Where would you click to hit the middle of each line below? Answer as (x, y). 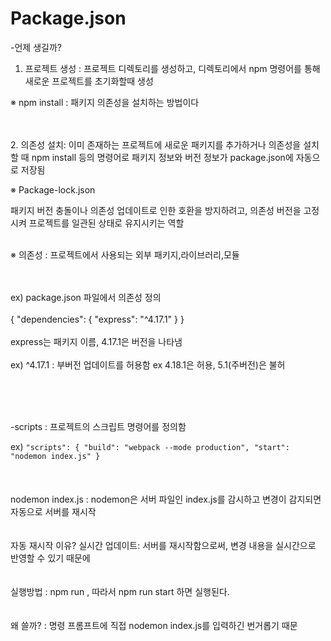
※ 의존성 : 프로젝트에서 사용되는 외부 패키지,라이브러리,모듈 (125, 254)
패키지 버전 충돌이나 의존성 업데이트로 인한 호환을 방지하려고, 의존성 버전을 (156, 210)
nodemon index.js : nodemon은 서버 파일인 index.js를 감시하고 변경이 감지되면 (166, 499)
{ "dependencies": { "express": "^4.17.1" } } (97, 319)
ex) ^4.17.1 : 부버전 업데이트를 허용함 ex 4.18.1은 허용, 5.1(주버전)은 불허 (148, 364)
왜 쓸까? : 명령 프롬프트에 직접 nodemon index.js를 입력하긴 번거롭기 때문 (154, 625)
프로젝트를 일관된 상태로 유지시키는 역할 (106, 223)
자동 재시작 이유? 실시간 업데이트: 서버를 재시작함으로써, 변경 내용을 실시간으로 (163, 545)
